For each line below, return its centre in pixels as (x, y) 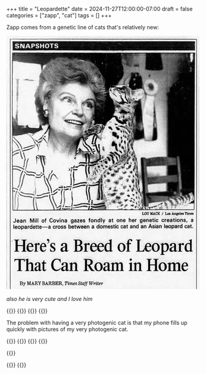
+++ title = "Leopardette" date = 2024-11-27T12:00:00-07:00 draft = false (100, 9)
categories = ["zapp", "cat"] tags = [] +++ (59, 15)
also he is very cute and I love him (50, 299)
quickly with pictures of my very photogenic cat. (67, 329)
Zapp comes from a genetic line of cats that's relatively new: (83, 27)
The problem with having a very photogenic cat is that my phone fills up (97, 323)
